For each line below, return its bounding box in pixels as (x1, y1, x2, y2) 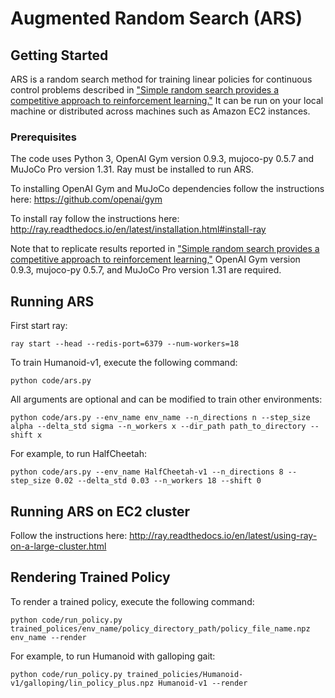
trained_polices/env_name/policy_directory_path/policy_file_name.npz (10, 623, 311, 634)
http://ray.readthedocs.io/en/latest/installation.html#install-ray (10, 223, 267, 236)
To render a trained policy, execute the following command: (10, 595, 255, 607)
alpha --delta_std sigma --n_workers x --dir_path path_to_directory (10, 422, 307, 432)
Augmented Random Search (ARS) (10, 7, 303, 30)
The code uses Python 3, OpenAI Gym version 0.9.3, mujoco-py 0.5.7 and (10, 153, 315, 165)
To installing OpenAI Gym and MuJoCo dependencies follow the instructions (10, 183, 325, 195)
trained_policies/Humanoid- (126, 669, 244, 679)
